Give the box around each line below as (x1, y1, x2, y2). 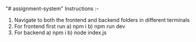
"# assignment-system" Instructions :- (5, 5, 99, 12)
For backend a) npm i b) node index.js (14, 29, 107, 36)
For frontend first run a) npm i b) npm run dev (14, 23, 126, 30)
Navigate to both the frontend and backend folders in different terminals (14, 17, 190, 23)
